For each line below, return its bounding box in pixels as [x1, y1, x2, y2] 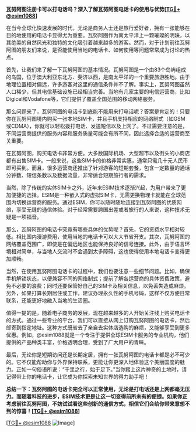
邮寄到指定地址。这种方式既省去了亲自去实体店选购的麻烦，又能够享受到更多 [6, 324, 190, 331]
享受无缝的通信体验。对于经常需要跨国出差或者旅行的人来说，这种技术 [16, 206, 185, 213]
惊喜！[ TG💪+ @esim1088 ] [16, 407, 80, 414]
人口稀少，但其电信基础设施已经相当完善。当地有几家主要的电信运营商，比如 [6, 88, 190, 95]
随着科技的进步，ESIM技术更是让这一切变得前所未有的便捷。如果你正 [21, 393, 188, 400]
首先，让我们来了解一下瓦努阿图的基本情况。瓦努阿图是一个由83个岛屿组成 [6, 66, 187, 73]
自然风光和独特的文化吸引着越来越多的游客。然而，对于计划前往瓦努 [26, 39, 190, 46]
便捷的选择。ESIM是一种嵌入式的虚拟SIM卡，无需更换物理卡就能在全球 [10, 192, 181, 198]
